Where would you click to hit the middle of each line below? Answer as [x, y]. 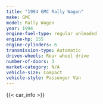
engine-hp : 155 [25, 39]
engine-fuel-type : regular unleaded [51, 34]
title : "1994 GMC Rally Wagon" [45, 12]
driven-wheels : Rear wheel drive [48, 56]
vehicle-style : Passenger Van [44, 78]
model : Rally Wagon [30, 23]
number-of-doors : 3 [30, 61]
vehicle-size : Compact [34, 73]
